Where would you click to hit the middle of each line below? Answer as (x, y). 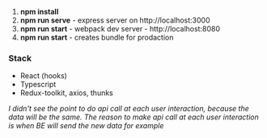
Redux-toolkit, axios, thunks (66, 93)
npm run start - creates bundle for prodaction (97, 37)
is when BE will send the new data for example (86, 126)
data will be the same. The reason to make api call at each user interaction (133, 117)
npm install (39, 12)
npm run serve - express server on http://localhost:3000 (115, 20)
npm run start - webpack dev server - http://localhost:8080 (120, 29)
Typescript (38, 85)
